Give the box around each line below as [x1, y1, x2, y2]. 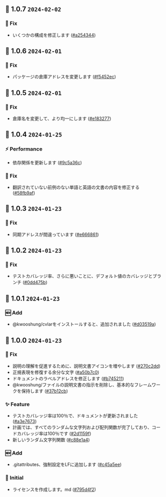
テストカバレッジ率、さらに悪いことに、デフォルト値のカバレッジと [12, 273, 153, 279]
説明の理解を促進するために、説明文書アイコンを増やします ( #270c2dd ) [12, 363, 161, 369]
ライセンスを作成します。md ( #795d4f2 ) [12, 486, 96, 492]
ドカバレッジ [12, 430, 39, 436]
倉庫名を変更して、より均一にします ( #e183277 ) [12, 115, 111, 121]
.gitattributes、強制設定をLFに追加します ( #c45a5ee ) [12, 461, 122, 467]
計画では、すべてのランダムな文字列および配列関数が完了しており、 [12, 424, 152, 430]
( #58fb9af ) [12, 190, 35, 196]
